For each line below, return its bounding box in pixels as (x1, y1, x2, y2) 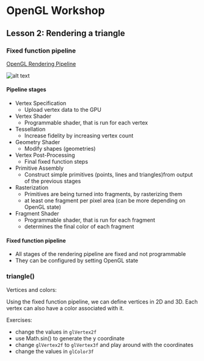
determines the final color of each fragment (24, 223, 134, 230)
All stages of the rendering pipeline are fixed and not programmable (15, 250, 186, 258)
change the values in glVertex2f (15, 328, 97, 335)
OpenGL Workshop (6, 4, 105, 18)
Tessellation (15, 126, 46, 133)
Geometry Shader (15, 139, 60, 146)
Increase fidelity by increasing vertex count (24, 132, 134, 139)
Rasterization (15, 184, 49, 191)
